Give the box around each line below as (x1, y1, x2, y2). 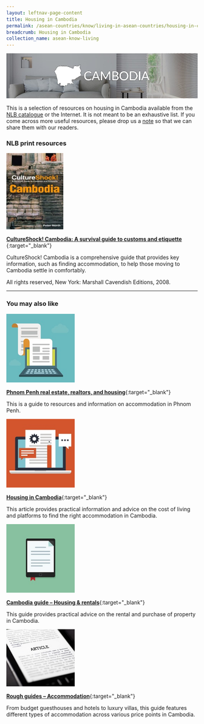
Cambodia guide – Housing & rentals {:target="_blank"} (6, 598, 146, 606)
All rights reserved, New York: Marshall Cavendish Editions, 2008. (6, 279, 171, 286)
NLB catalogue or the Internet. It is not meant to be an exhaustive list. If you (6, 111, 195, 118)
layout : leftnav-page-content (6, 10, 83, 16)
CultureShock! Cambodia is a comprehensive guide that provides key (6, 254, 180, 261)
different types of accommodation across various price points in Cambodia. (6, 711, 195, 718)
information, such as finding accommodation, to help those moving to (6, 260, 180, 268)
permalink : (6, 23, 34, 29)
